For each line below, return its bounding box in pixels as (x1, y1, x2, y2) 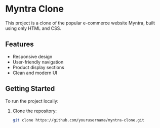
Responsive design (12, 53, 53, 59)
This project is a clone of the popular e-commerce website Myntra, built (5, 20, 155, 26)
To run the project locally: (5, 98, 59, 104)
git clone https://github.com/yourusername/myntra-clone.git (12, 117, 145, 122)
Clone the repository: (12, 108, 57, 114)
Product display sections (12, 64, 64, 70)
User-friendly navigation (12, 59, 64, 65)
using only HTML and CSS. (5, 25, 62, 31)
